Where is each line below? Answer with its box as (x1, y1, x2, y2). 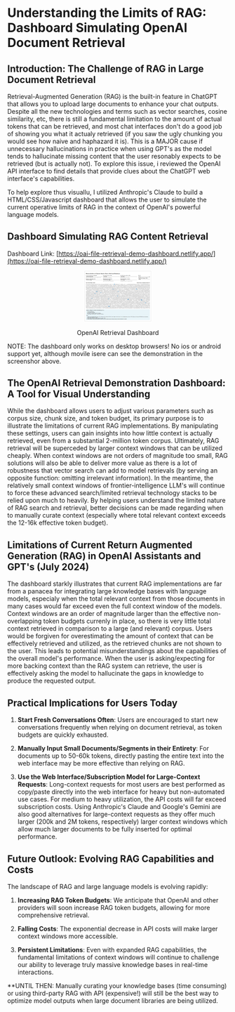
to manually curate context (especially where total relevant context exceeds (7, 511, 226, 520)
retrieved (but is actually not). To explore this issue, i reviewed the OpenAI (7, 159, 221, 168)
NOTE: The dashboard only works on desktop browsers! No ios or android (7, 342, 222, 350)
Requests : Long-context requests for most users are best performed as (17, 780, 226, 789)
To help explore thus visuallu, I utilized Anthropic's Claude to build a (7, 188, 203, 196)
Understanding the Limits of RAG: (7, 5, 207, 21)
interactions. (17, 968, 54, 976)
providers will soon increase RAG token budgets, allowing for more (17, 903, 210, 912)
